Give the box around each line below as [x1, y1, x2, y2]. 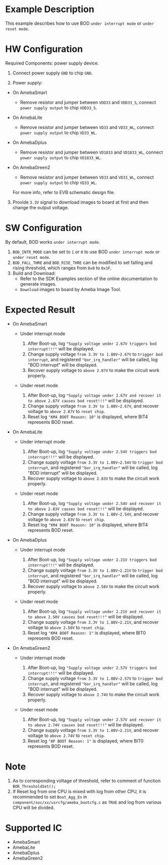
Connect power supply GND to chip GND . [12, 70, 93, 76]
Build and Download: [12, 270, 56, 276]
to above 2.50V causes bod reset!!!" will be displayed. [27, 613, 144, 620]
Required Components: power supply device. [5, 60, 99, 66]
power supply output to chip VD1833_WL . [20, 154, 102, 160]
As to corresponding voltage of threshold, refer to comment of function [12, 778, 161, 784]
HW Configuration [5, 43, 83, 55]
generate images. [20, 281, 57, 287]
